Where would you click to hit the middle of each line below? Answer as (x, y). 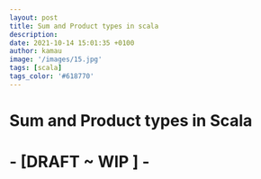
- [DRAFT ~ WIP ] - (80, 162)
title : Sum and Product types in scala (84, 26)
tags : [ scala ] (36, 68)
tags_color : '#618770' (52, 76)
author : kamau (36, 51)
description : (34, 34)
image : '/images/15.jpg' (56, 59)
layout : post (34, 18)
